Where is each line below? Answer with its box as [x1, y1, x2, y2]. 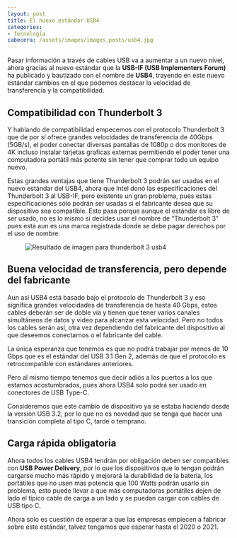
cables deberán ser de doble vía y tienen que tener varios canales [7, 308, 200, 317]
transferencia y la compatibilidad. [7, 86, 105, 95]
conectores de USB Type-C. [7, 388, 90, 397]
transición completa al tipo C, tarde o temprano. [7, 416, 147, 425]
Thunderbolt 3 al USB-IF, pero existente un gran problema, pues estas [7, 192, 212, 200]
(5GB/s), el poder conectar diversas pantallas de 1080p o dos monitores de [7, 140, 226, 148]
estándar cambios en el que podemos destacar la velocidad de [7, 78, 191, 87]
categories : [7, 23, 42, 30]
